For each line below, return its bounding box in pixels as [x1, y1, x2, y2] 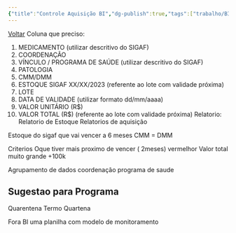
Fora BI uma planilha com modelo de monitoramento [8, 218, 159, 226]
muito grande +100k [8, 152, 66, 160]
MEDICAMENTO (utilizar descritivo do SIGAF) [18, 43, 149, 51]
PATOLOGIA [18, 65, 53, 73]
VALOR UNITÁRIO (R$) [18, 102, 83, 111]
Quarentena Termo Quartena [8, 204, 91, 213]
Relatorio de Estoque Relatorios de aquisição [18, 117, 148, 126]
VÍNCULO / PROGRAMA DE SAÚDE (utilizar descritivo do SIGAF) [18, 57, 204, 66]
